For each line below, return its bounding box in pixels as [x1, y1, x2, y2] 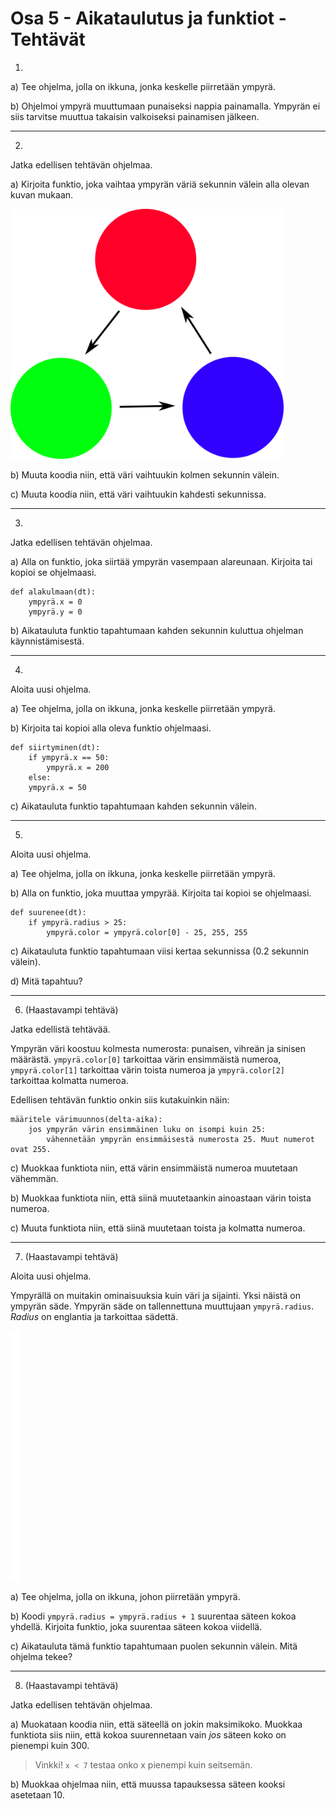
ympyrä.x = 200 [46, 762, 110, 772]
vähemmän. [10, 1172, 59, 1184]
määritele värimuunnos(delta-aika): [10, 1114, 163, 1124]
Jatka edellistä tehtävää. [10, 1023, 111, 1035]
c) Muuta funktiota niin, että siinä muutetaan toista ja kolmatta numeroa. [10, 1222, 306, 1234]
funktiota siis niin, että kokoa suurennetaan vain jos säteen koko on [10, 1728, 287, 1741]
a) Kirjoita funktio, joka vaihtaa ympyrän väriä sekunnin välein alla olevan [10, 178, 310, 190]
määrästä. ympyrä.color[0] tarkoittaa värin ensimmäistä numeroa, [10, 1053, 282, 1065]
